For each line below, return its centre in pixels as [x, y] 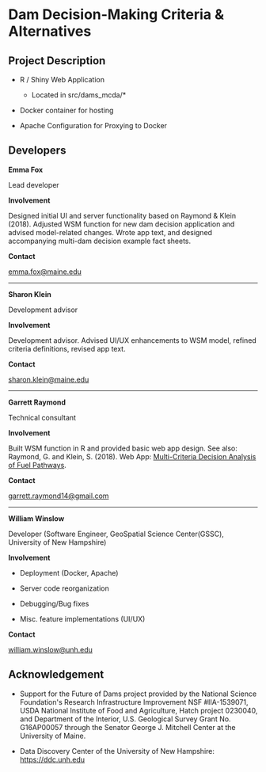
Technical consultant [42, 417]
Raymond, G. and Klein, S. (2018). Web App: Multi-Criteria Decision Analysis [132, 456]
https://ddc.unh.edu [52, 759]
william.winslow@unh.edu [51, 649]
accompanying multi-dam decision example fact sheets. [100, 241]
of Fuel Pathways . [38, 465]
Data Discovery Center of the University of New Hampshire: [117, 751]
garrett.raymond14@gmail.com [59, 496]
